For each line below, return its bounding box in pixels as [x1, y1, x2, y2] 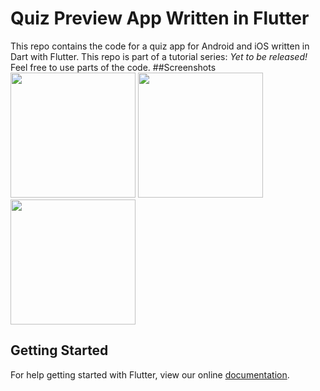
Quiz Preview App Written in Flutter [10, 7, 310, 30]
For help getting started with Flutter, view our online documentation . [10, 368, 290, 381]
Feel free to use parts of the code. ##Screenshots [10, 61, 217, 73]
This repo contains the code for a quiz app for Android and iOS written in [10, 40, 310, 52]
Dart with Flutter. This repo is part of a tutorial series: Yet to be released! [10, 50, 308, 62]
